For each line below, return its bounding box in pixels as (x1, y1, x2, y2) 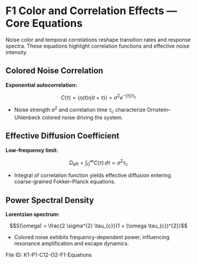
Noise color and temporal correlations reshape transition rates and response (5, 36, 191, 43)
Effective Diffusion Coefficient (5, 131, 120, 141)
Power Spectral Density (5, 195, 94, 205)
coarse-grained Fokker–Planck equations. (14, 178, 116, 185)
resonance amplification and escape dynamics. (14, 240, 129, 247)
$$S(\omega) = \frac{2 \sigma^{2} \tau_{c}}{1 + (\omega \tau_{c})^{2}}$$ (9, 222, 188, 229)
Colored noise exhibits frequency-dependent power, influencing (14, 233, 170, 240)
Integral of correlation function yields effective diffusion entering (14, 172, 172, 179)
